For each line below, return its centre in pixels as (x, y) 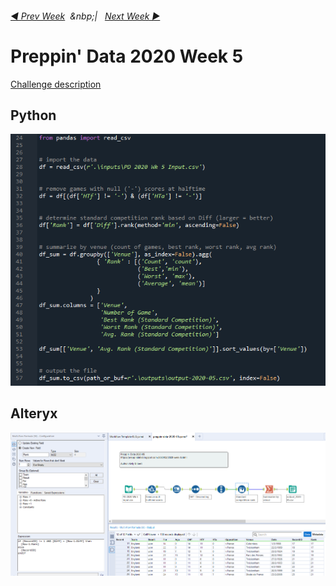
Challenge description (56, 84)
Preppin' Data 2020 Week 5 (127, 56)
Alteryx (34, 413)
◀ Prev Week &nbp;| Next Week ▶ (85, 16)
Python (33, 115)
